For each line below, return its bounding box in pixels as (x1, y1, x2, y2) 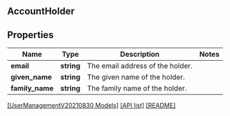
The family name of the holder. (87, 84, 187, 93)
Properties (7, 29, 54, 41)
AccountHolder (7, 6, 75, 17)
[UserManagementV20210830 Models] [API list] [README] (7, 101, 176, 110)
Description (120, 50, 160, 59)
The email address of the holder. (87, 61, 193, 71)
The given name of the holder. (87, 72, 185, 82)
